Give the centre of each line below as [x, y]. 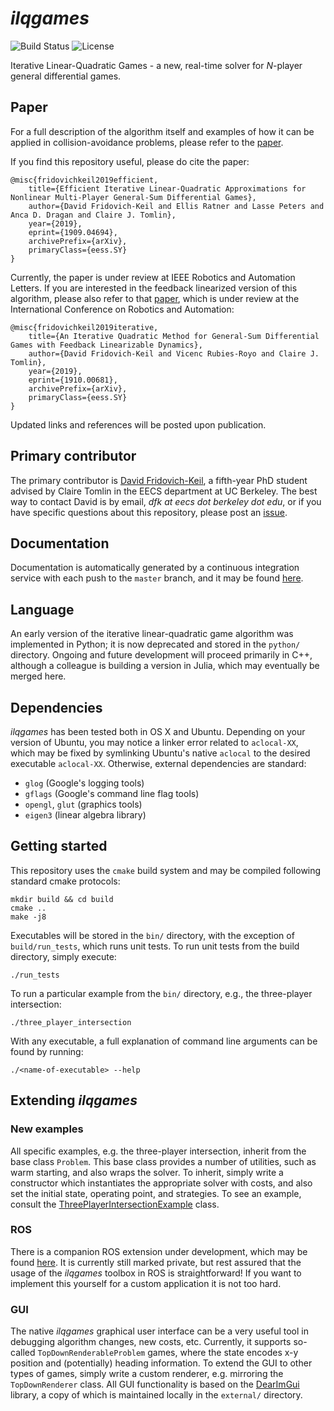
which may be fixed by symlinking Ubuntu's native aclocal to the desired [160, 753]
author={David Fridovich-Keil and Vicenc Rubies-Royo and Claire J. [174, 353]
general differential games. [66, 76]
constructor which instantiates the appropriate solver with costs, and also [161, 1183]
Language [42, 609]
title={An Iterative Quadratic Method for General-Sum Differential [174, 336]
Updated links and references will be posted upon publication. [138, 424]
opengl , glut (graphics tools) [83, 804]
